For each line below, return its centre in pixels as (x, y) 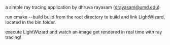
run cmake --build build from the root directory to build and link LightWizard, (85, 17)
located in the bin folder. (31, 22)
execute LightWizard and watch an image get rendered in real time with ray (84, 32)
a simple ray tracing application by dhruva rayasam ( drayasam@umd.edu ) (82, 7)
